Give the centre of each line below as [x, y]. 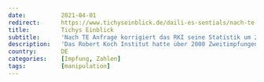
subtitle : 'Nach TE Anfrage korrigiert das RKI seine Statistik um [130, 37]
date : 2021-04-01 [52, 15]
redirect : [24, 23]
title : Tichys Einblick [61, 30]
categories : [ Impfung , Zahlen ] [65, 59]
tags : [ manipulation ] [59, 66]
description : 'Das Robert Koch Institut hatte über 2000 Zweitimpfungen [133, 45]
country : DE [38, 52]
